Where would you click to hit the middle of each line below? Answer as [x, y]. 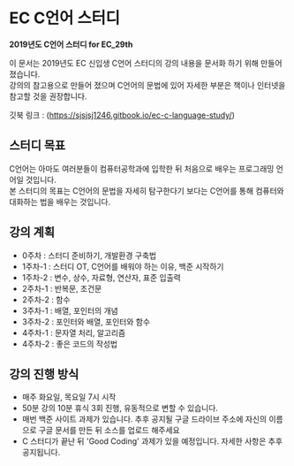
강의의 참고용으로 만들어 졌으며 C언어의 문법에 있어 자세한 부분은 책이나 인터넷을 [147, 85]
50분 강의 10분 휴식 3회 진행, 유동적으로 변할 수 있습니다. [120, 409]
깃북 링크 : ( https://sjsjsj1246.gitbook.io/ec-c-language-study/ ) [122, 115]
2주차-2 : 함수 [46, 299]
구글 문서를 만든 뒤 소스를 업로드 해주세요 [109, 431]
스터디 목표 [38, 145]
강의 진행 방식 [44, 374]
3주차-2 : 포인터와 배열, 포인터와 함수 [86, 321]
